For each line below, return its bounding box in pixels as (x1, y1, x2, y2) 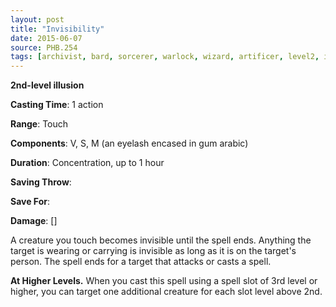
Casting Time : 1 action (10, 99, 104, 111)
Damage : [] (10, 215, 58, 227)
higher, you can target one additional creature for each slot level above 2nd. (10, 286, 323, 298)
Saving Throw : (10, 176, 72, 188)
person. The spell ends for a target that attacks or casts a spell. (10, 256, 272, 268)
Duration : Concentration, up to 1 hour (10, 157, 165, 169)
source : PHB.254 (10, 42, 78, 53)
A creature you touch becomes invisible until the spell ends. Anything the (10, 234, 312, 246)
